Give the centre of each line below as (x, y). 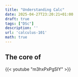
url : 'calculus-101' (26, 33)
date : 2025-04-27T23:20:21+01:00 (39, 14)
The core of (23, 57)
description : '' (22, 28)
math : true (16, 38)
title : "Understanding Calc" (35, 10)
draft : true (17, 19)
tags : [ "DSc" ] (20, 23)
